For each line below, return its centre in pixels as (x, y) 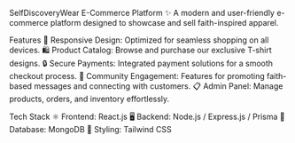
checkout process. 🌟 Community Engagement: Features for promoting (137, 76)
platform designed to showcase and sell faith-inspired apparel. (164, 23)
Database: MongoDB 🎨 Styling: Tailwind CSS (91, 129)
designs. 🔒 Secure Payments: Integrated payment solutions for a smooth (141, 63)
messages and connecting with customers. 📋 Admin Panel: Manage (159, 86)
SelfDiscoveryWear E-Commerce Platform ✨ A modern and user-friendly (142, 13)
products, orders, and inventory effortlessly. (89, 99)
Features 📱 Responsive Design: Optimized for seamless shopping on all (139, 40)
